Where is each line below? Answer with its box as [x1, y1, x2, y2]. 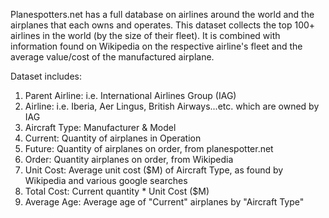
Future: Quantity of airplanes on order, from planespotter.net [24, 143, 274, 154]
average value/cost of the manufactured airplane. [10, 51, 215, 63]
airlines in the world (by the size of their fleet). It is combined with [10, 30, 281, 41]
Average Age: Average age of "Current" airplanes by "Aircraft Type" [24, 196, 305, 208]
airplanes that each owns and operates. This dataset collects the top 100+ [10, 19, 316, 31]
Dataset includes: [10, 70, 83, 82]
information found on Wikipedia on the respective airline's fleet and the [10, 40, 303, 52]
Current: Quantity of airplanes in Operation [24, 132, 202, 144]
